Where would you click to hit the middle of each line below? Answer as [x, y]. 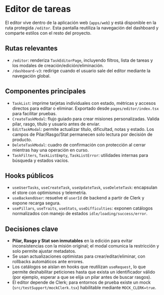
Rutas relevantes [31, 48]
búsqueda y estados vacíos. [41, 160]
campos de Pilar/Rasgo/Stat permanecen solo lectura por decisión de [82, 134]
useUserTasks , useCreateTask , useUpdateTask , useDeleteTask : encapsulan [85, 188]
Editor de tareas [38, 9]
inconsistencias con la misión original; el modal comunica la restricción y [85, 246]
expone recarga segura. [36, 203]
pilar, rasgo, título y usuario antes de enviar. [56, 124]
